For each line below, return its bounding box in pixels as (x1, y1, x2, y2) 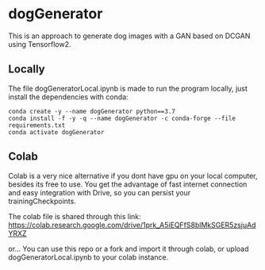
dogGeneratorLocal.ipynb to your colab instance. (8, 252, 169, 262)
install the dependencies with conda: (8, 92, 129, 102)
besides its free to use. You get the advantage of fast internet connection (8, 179, 248, 189)
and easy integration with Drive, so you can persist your (8, 187, 191, 197)
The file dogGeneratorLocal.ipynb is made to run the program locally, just (8, 83, 248, 93)
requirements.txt (8, 121, 66, 129)
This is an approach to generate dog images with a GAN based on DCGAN (8, 31, 251, 40)
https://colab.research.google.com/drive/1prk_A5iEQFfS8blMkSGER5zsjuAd (8, 220, 256, 229)
